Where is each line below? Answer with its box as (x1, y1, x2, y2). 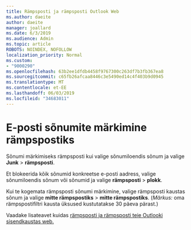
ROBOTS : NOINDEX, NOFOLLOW (6, 47, 72, 53)
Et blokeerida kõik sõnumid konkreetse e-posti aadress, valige (6, 170, 156, 177)
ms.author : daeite (6, 14, 51, 20)
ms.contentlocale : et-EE (6, 85, 67, 91)
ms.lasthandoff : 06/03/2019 (6, 90, 75, 96)
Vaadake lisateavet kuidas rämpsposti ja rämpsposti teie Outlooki (6, 211, 163, 218)
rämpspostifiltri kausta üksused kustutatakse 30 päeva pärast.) (6, 200, 159, 207)
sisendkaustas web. (6, 218, 54, 225)
